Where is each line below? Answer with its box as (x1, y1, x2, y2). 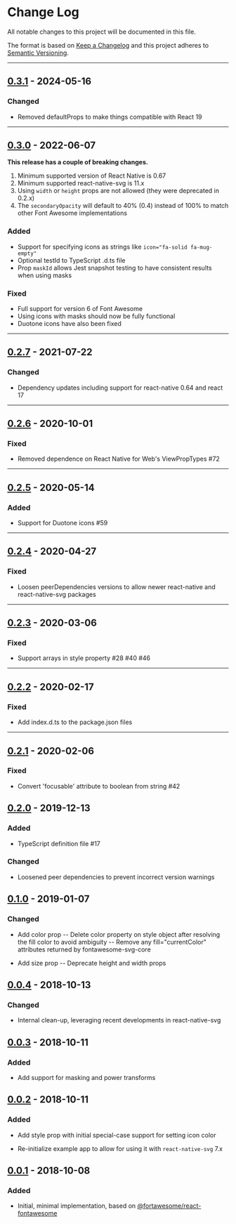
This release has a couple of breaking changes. (7, 158, 149, 166)
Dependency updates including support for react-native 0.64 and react (17, 383, 223, 392)
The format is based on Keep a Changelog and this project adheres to (7, 41, 209, 49)
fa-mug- (190, 244, 213, 251)
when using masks (17, 271, 72, 279)
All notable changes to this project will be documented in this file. (7, 27, 197, 36)
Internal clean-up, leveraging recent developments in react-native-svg (17, 1016, 221, 1025)
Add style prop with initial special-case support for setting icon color (17, 1131, 216, 1139)
